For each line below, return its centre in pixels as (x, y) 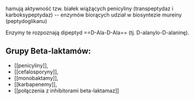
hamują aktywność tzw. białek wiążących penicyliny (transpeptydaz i (90, 9)
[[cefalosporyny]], (36, 72)
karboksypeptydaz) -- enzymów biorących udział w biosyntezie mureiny (94, 15)
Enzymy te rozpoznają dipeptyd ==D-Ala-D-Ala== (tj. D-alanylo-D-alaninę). (97, 33)
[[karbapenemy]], (35, 84)
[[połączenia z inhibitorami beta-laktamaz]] (66, 91)
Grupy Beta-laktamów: (48, 51)
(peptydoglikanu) (27, 21)
